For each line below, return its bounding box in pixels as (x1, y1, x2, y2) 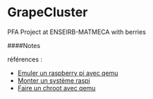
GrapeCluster (7, 4, 88, 21)
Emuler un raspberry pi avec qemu (17, 69, 118, 77)
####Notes (7, 41, 41, 49)
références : (7, 54, 43, 64)
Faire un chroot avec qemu (17, 83, 96, 92)
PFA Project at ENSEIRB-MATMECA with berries (7, 28, 147, 36)
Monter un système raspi (17, 76, 90, 85)
